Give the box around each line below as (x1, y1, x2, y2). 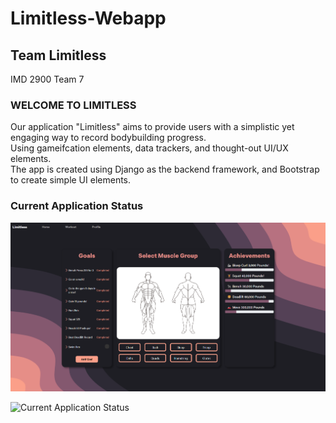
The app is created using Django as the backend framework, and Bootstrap (10, 163, 320, 176)
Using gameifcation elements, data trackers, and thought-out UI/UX (10, 142, 289, 154)
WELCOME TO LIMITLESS (10, 98, 137, 112)
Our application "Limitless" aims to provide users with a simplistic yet (10, 121, 295, 133)
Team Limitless (10, 47, 107, 64)
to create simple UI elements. (10, 174, 132, 186)
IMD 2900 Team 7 (10, 73, 85, 85)
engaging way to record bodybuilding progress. (10, 132, 207, 144)
